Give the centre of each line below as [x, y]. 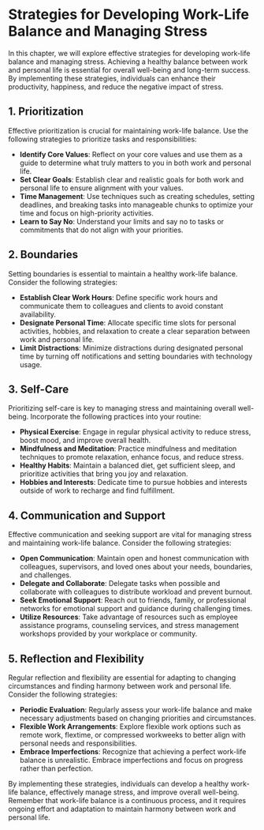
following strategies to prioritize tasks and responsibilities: [102, 139]
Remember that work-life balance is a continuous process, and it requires [127, 800]
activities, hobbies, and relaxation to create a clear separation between [135, 331]
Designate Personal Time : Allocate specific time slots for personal [128, 322]
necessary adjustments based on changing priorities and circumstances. [138, 718]
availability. [38, 314]
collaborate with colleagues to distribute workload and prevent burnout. [136, 592]
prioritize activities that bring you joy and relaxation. [104, 474]
